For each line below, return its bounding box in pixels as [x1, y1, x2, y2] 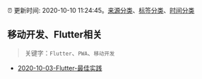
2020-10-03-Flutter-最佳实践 [17, 63, 102, 72]
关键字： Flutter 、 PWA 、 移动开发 [24, 49, 115, 57]
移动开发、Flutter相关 [7, 29, 102, 41]
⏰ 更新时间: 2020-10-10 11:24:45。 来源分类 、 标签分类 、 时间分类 [7, 6, 195, 14]
